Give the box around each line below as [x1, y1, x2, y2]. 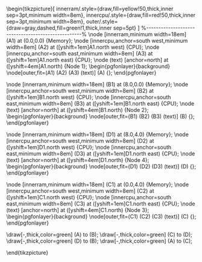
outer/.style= [86, 18, 118, 25]
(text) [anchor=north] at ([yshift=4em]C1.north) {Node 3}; [6, 207, 150, 213]
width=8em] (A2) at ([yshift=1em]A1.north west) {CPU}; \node [6, 43, 160, 51]
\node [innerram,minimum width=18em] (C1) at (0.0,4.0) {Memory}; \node [6, 181, 189, 188]
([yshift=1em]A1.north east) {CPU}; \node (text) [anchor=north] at [6, 57, 169, 63]
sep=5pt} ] [113, 24, 140, 31]
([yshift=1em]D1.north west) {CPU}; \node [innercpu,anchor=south [6, 144, 172, 151]
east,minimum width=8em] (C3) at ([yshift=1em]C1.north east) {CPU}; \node [6, 200, 195, 207]
